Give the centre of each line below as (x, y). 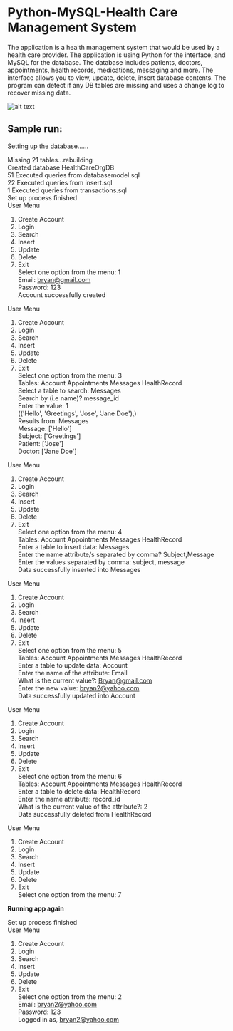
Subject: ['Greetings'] (49, 436)
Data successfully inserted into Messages (79, 569)
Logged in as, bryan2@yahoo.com (68, 1019)
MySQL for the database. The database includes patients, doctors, (105, 62)
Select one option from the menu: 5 (70, 650)
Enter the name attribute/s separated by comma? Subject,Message (116, 554)
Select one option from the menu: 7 (69, 894)
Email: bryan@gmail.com (54, 279)
